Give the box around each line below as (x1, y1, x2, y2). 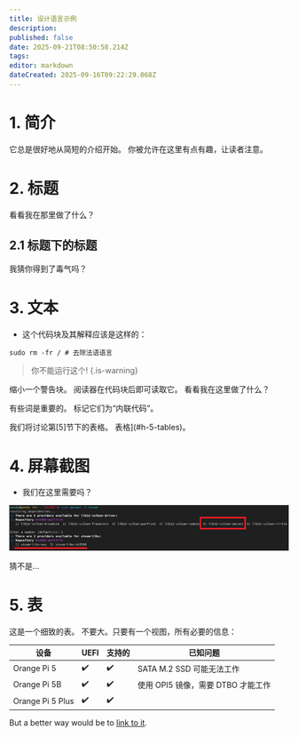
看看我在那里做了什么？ (9, 209, 95, 220)
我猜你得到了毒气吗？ (9, 263, 87, 274)
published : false (9, 33, 74, 42)
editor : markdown (9, 61, 74, 70)
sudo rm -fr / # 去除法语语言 (9, 348, 113, 357)
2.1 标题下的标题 (9, 238, 98, 253)
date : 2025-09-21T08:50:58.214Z (9, 43, 129, 52)
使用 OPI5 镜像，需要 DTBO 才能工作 (137, 679, 271, 690)
